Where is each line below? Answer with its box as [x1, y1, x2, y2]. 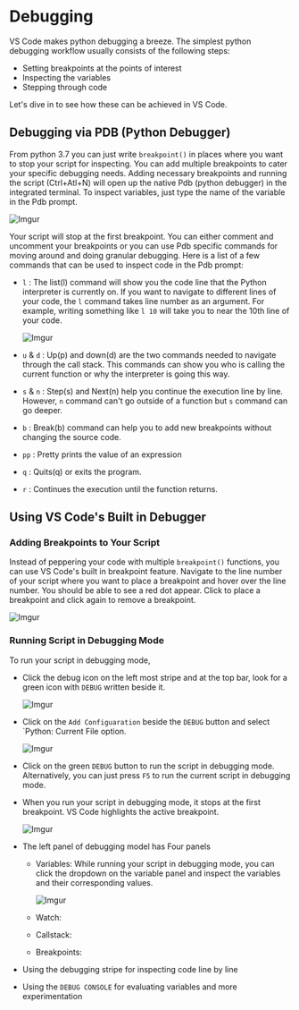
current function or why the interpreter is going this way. [21, 369, 230, 379]
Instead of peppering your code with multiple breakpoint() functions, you [9, 556, 279, 567]
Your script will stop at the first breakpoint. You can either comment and [9, 231, 274, 242]
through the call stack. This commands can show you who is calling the [21, 359, 286, 369]
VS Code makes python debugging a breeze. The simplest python [9, 36, 252, 47]
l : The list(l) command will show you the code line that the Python [21, 276, 268, 287]
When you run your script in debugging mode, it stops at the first [21, 796, 262, 807]
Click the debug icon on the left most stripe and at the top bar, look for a [21, 672, 288, 683]
